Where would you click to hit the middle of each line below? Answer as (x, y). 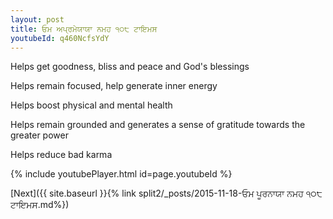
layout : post (37, 19)
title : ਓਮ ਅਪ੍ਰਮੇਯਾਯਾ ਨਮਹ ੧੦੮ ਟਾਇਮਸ (84, 29)
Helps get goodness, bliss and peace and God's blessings (130, 67)
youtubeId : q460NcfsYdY (60, 38)
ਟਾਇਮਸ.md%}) (40, 205)
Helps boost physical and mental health (91, 105)
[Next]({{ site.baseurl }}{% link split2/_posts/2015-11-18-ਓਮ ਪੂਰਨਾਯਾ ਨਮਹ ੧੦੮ (166, 193)
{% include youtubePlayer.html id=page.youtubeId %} (121, 174)
